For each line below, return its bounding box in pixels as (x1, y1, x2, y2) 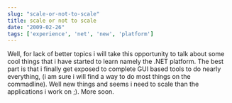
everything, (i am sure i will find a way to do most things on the (7, 72, 191, 81)
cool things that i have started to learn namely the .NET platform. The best (7, 58, 224, 66)
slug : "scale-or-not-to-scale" (7, 10, 100, 18)
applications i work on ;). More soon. (7, 87, 115, 96)
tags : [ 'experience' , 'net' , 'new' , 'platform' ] (7, 30, 154, 38)
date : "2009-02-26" (7, 23, 65, 31)
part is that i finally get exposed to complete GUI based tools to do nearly (7, 65, 221, 73)
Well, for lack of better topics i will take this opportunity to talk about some (7, 50, 225, 58)
